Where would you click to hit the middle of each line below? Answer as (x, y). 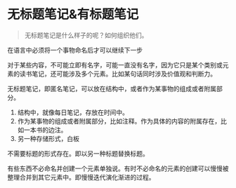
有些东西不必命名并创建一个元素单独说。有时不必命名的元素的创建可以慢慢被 (118, 168)
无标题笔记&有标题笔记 (73, 14)
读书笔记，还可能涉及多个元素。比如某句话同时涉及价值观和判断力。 (118, 74)
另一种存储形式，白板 (48, 138)
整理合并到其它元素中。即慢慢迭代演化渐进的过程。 (81, 177)
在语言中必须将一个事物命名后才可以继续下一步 (75, 50)
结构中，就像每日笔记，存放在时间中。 (73, 112)
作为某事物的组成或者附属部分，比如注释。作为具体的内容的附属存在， (119, 121)
